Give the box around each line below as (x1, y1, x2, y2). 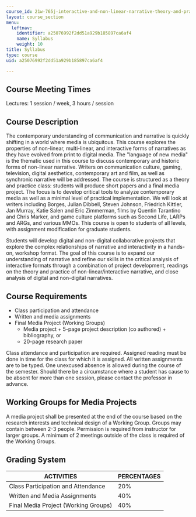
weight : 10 (16, 42, 43, 47)
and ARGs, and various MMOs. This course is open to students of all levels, (6, 220, 187, 227)
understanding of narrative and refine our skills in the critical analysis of (6, 256, 179, 263)
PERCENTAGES (117, 472, 161, 480)
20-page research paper (23, 338, 83, 345)
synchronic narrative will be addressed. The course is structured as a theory (6, 176, 190, 183)
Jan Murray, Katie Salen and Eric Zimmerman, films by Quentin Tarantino (6, 207, 181, 214)
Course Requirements (6, 291, 87, 302)
